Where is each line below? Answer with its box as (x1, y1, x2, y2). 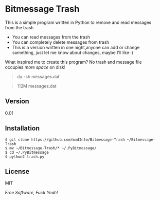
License (5, 167, 30, 176)
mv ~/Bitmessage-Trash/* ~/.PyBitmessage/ (9, 145, 97, 150)
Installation (5, 124, 40, 132)
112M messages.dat (17, 83, 57, 89)
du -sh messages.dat (17, 73, 60, 79)
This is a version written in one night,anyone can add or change (12, 44, 140, 50)
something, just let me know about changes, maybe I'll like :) (12, 50, 134, 55)
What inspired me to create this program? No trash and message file (5, 59, 142, 65)
